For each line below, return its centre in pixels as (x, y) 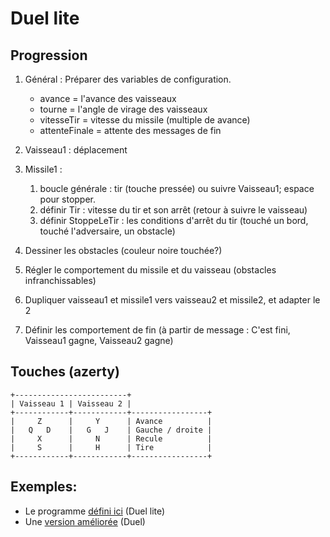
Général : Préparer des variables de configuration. (128, 79)
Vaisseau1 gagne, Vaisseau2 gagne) (99, 340)
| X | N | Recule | (111, 438)
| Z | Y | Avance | (111, 421)
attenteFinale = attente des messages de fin (130, 130)
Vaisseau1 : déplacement (76, 150)
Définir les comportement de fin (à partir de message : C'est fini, (157, 330)
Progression (49, 55)
